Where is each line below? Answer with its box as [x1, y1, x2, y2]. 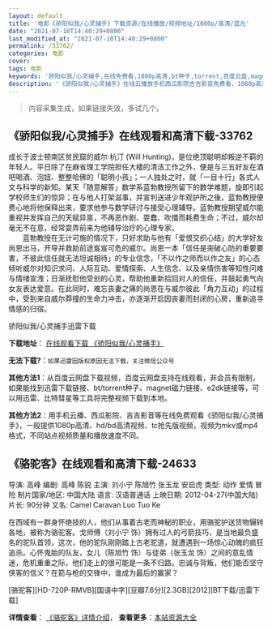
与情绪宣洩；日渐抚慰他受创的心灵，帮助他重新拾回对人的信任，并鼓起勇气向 [8, 273, 264, 284]
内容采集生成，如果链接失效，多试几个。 [28, 103, 164, 113]
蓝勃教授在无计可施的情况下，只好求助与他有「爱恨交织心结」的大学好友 [22, 233, 264, 243]
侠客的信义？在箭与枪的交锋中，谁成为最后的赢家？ [8, 568, 179, 578]
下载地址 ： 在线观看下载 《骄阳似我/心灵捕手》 [8, 338, 164, 349]
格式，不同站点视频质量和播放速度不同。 [8, 431, 143, 440]
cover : [8, 58, 31, 66]
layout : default [8, 11, 63, 20]
